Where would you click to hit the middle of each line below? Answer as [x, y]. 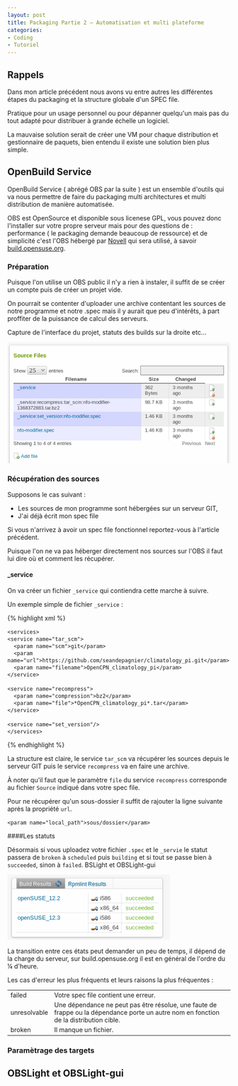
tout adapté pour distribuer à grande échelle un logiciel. [89, 120]
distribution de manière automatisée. [61, 204]
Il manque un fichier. [84, 1030]
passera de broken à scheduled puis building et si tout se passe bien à [110, 858]
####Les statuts [31, 836]
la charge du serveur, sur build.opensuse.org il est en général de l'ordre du [116, 959]
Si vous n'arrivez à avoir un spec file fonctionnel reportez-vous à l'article [113, 529]
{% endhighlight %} [36, 745]
